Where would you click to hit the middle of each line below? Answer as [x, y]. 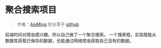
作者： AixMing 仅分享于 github [48, 24]
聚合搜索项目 [31, 10]
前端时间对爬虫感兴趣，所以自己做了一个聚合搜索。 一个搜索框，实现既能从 [81, 34]
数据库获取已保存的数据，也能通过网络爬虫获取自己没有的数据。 [69, 40]
